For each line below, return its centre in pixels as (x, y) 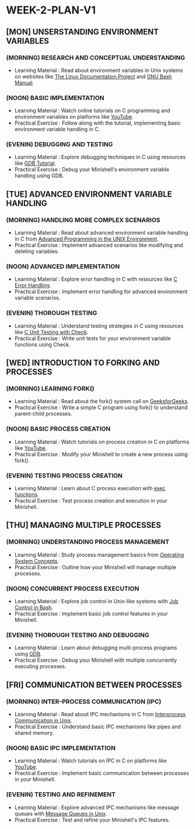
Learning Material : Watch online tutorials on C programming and (92, 111)
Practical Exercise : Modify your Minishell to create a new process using (101, 454)
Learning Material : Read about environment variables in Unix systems (99, 70)
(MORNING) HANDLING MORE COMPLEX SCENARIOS (83, 220)
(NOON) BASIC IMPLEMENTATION (55, 98)
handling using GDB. (39, 176)
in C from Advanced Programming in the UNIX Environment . (86, 239)
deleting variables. (37, 252)
